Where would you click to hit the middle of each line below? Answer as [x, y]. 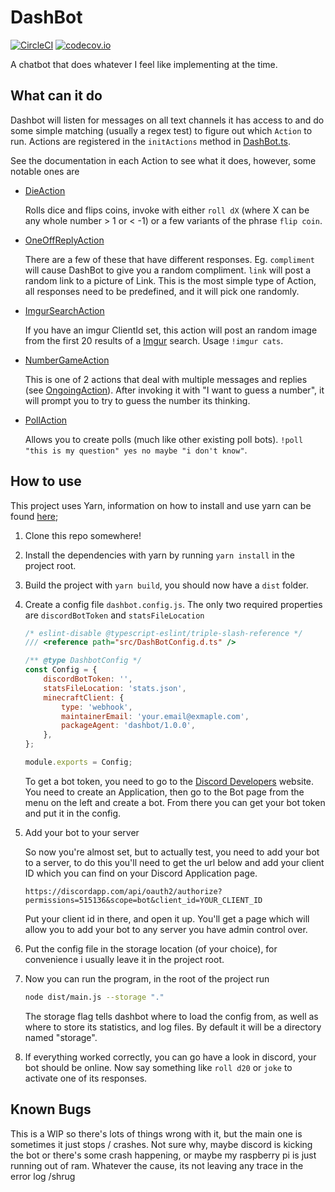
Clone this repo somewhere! [83, 535]
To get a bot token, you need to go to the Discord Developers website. [169, 781]
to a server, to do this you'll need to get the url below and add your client [174, 862]
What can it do [56, 96]
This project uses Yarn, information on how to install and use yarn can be [161, 505]
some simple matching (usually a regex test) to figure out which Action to [161, 130]
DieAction [45, 190]
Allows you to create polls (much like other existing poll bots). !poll [164, 439]
